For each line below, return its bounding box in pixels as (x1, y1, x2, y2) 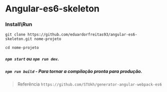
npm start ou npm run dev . (5, 56, 59, 62)
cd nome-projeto (5, 45, 39, 50)
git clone (5, 32, 26, 37)
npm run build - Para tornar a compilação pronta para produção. (5, 68, 142, 74)
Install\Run (5, 21, 32, 28)
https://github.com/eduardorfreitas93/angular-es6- (27, 32, 137, 37)
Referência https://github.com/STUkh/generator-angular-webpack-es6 (17, 81, 162, 87)
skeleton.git (5, 36, 32, 41)
